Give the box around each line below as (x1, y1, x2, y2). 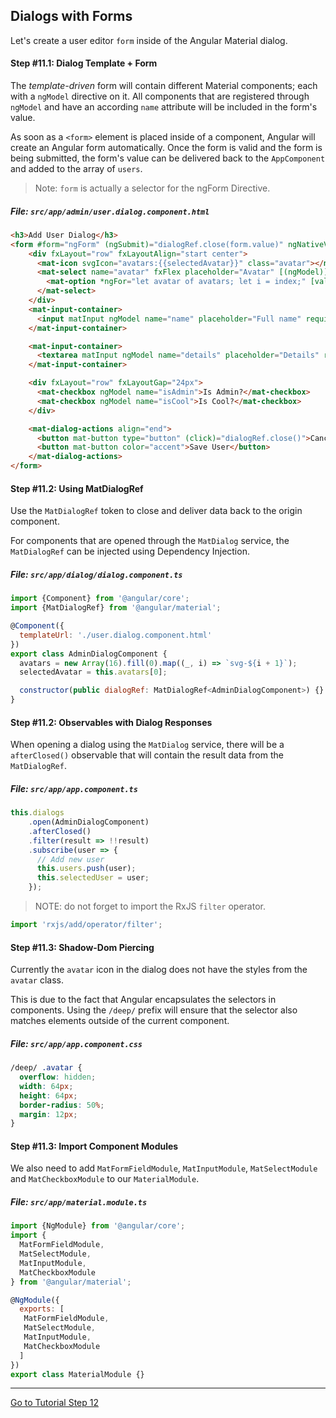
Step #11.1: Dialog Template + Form (10, 57, 158, 69)
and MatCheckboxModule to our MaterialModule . (10, 1173, 200, 1185)
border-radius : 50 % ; (19, 1100, 105, 1110)
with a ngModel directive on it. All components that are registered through (10, 90, 310, 103)
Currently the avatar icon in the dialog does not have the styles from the (10, 964, 308, 976)
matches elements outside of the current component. (10, 1015, 230, 1027)
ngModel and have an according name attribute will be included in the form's (10, 101, 318, 113)
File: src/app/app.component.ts (10, 782, 138, 794)
